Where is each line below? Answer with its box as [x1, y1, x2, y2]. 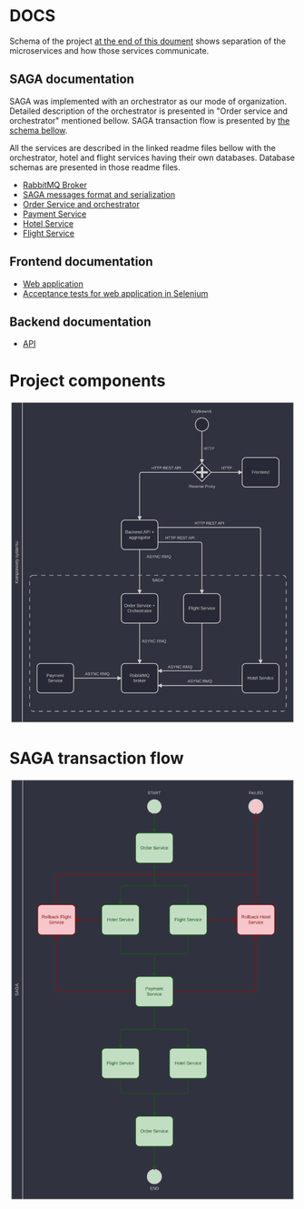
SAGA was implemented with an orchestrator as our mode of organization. [9, 96, 288, 106]
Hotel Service [22, 217, 74, 228]
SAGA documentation [9, 72, 134, 87]
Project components [9, 370, 166, 391]
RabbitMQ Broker [22, 179, 88, 190]
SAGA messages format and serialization [22, 188, 175, 200]
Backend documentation [9, 314, 152, 329]
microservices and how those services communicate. [9, 45, 210, 55]
